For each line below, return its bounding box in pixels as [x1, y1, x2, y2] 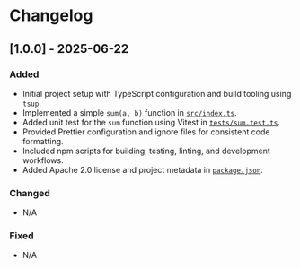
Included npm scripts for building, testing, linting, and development [22, 145, 271, 156]
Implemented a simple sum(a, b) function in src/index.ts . [22, 107, 237, 117]
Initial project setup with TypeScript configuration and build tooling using [22, 88, 292, 99]
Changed [9, 186, 51, 199]
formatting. [22, 135, 65, 146]
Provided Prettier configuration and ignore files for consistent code [22, 126, 270, 137]
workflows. [22, 154, 65, 166]
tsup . [22, 98, 42, 108]
